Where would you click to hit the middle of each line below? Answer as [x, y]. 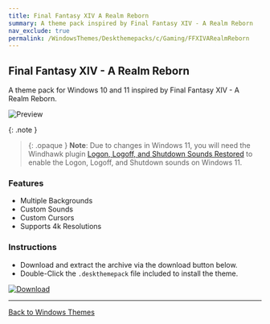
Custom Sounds [47, 209]
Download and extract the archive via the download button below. [129, 265]
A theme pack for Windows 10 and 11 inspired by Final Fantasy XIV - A [124, 90]
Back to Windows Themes [51, 312]
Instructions [33, 248]
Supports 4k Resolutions [61, 227]
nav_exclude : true [39, 31]
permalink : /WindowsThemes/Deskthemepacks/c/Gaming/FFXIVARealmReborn [129, 38]
